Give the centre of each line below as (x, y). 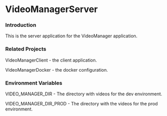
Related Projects (26, 49)
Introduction (21, 25)
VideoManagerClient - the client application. (51, 60)
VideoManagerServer (52, 9)
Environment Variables (34, 83)
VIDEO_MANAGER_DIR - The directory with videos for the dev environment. (84, 94)
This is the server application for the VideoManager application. (71, 36)
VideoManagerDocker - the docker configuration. (57, 70)
